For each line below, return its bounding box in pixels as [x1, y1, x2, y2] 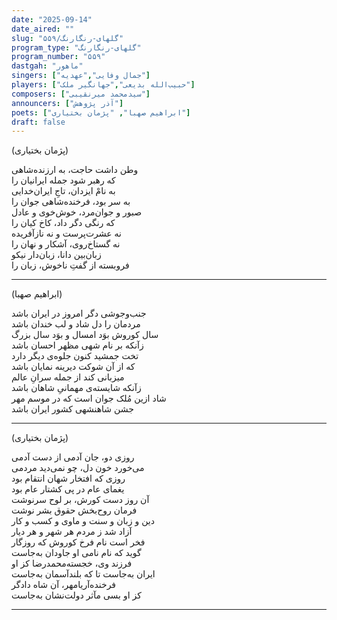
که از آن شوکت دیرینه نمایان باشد [11, 361, 136, 373]
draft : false [11, 117, 66, 127]
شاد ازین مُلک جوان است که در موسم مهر [11, 392, 167, 405]
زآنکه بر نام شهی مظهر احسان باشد [11, 339, 144, 351]
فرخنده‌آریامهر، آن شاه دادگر [11, 579, 117, 591]
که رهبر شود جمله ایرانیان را [11, 174, 116, 186]
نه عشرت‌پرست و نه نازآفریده [11, 227, 122, 240]
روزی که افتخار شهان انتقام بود [11, 472, 126, 485]
